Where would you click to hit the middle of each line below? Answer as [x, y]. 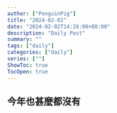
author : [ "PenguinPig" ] [42, 14]
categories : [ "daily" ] [40, 53]
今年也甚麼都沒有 [44, 101]
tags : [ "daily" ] [31, 46]
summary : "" [24, 40]
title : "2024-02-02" [37, 20]
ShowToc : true [28, 65]
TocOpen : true [28, 71]
